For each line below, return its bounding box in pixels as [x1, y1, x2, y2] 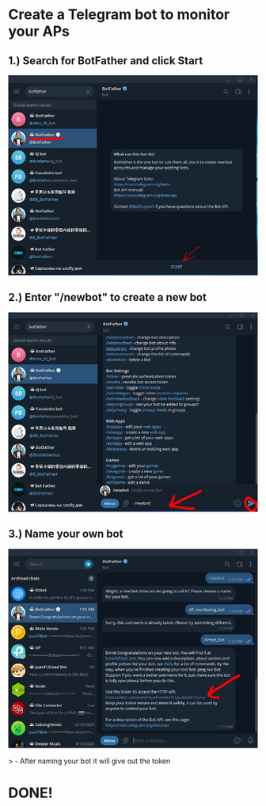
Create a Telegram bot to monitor [8, 6, 230, 24]
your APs [8, 22, 70, 40]
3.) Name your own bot [8, 527, 123, 541]
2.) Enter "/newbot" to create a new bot [8, 291, 207, 304]
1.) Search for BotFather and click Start [8, 54, 203, 67]
